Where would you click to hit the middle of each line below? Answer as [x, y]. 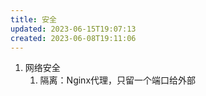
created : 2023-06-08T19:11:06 [73, 38]
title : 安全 [33, 19]
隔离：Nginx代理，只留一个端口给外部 [118, 80]
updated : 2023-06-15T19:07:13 [73, 29]
